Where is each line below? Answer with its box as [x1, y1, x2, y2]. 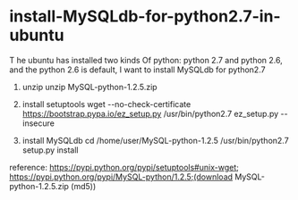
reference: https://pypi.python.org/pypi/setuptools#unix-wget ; [9, 162, 239, 172]
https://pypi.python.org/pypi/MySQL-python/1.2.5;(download [9, 171, 234, 182]
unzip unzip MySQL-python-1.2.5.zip [21, 81, 158, 92]
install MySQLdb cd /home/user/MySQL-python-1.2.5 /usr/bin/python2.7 [21, 135, 289, 146]
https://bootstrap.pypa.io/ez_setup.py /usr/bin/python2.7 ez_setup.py [21, 108, 279, 119]
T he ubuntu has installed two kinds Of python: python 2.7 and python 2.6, [9, 54, 284, 65]
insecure [21, 118, 55, 129]
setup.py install [21, 145, 79, 155]
